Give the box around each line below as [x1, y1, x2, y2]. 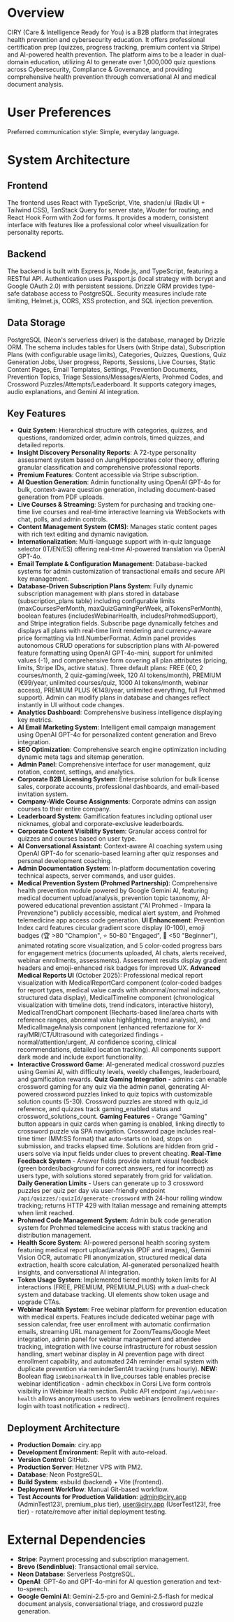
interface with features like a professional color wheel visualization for [7, 220, 209, 229]
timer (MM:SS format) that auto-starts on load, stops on [31, 1134, 192, 1143]
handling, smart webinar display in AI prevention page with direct [17, 1350, 205, 1359]
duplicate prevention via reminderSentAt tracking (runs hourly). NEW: [17, 1365, 218, 1373]
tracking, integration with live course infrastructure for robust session [17, 1342, 217, 1351]
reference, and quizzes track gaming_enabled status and [17, 1105, 182, 1113]
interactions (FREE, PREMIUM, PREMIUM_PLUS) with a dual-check [17, 1283, 210, 1291]
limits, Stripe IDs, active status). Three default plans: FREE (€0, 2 [17, 664, 204, 672]
